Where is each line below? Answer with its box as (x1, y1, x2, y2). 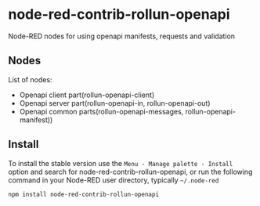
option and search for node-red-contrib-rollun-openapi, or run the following (8, 167, 253, 176)
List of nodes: (8, 74, 52, 84)
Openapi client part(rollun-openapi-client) (19, 90, 155, 99)
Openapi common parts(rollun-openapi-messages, (19, 107, 184, 116)
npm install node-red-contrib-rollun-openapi (8, 190, 159, 198)
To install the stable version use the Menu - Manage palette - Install (8, 158, 233, 168)
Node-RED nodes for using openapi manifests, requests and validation (8, 31, 236, 41)
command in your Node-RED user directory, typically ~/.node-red (8, 175, 219, 185)
